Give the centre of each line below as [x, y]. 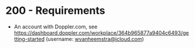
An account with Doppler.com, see [56, 27]
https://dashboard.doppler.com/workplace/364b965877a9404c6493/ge [101, 32]
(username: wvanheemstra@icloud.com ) [95, 39]
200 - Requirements [55, 11]
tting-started [29, 39]
